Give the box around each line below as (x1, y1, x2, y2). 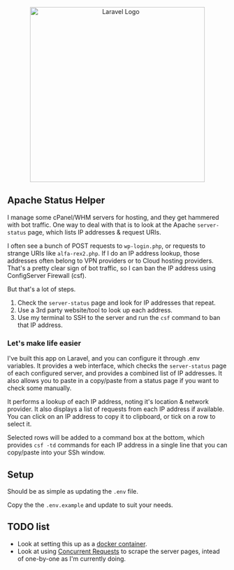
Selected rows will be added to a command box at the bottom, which (7, 433, 205, 442)
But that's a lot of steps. (7, 284, 76, 293)
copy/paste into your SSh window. (7, 448, 105, 457)
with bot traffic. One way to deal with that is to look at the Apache (7, 221, 196, 229)
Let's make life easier (7, 338, 82, 348)
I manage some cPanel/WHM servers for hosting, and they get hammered (7, 213, 219, 221)
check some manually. (7, 384, 72, 392)
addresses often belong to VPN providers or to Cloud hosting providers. (7, 256, 214, 265)
